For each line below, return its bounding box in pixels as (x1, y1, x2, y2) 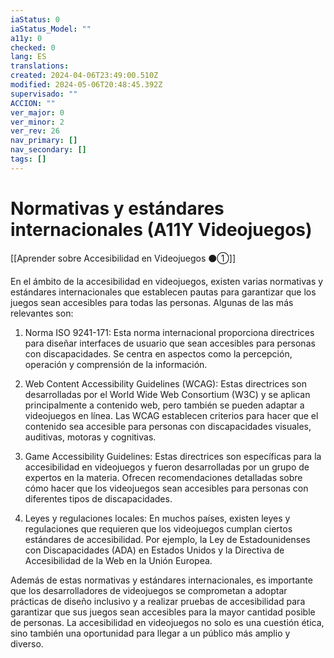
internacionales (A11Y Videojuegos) (10, 218, 313, 241)
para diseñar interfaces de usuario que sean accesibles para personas (24, 337, 316, 349)
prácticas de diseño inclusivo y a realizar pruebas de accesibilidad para (10, 595, 306, 607)
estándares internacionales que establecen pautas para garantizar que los (10, 286, 317, 298)
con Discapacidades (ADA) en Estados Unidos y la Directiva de (24, 544, 285, 556)
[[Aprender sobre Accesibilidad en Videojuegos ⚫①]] (10, 252, 236, 264)
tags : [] (10, 154, 47, 164)
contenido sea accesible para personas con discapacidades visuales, (24, 420, 312, 432)
